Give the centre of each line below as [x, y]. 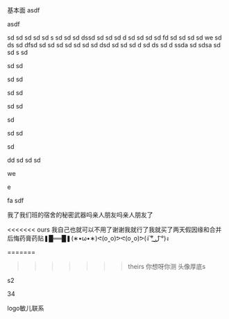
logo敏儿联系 [26, 308]
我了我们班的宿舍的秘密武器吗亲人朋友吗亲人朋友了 [80, 215]
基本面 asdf [24, 10]
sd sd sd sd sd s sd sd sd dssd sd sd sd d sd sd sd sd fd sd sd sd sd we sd [114, 38]
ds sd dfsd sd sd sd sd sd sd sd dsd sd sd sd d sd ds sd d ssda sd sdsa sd [114, 45]
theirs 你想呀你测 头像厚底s [167, 267]
